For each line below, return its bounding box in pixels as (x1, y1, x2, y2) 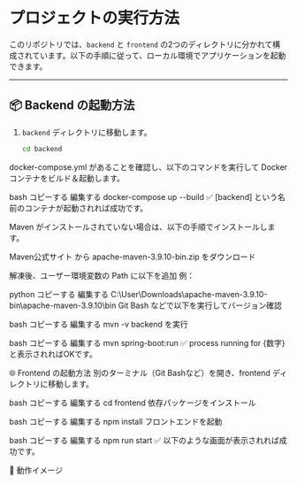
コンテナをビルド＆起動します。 (9, 173, 126, 183)
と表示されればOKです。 (9, 349, 97, 359)
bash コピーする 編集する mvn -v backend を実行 (9, 319, 188, 329)
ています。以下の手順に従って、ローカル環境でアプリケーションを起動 (32, 50, 286, 60)
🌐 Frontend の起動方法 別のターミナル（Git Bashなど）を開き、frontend (9, 367, 271, 378)
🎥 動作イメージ (9, 465, 64, 475)
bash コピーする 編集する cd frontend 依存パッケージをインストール (9, 397, 256, 408)
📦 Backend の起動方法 (9, 98, 135, 113)
